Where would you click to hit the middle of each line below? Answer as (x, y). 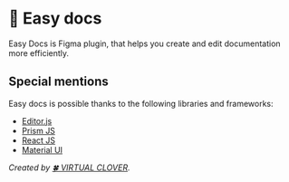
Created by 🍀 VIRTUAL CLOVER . (69, 168)
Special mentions (59, 82)
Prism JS (39, 130)
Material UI (42, 149)
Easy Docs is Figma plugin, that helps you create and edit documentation (145, 43)
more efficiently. (39, 53)
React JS (39, 140)
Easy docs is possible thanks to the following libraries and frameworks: (141, 103)
